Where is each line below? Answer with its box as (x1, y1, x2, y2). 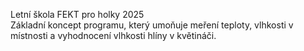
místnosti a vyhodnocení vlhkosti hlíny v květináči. (10, 30, 217, 41)
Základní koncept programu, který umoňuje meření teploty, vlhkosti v (10, 19, 294, 31)
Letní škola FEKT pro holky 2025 (10, 9, 145, 20)
